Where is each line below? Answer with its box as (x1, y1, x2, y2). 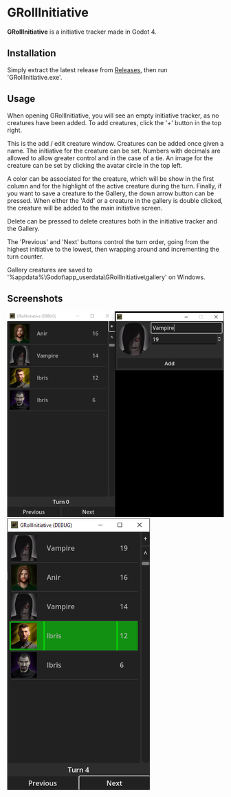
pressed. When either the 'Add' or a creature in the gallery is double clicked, (7, 196, 223, 204)
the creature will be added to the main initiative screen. (7, 204, 163, 212)
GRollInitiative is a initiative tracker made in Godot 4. (7, 28, 157, 36)
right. (7, 126, 23, 134)
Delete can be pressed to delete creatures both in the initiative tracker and (7, 217, 218, 225)
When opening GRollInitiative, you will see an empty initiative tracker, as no (7, 111, 219, 120)
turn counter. (7, 252, 44, 261)
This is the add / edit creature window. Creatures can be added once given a (7, 139, 224, 147)
